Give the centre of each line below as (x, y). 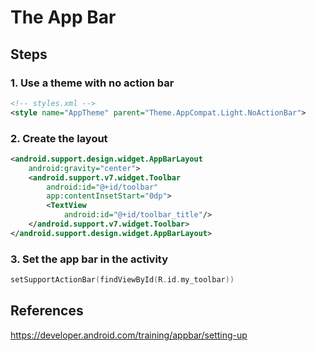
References (47, 311)
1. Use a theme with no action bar (92, 83)
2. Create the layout (59, 138)
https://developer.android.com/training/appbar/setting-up (129, 335)
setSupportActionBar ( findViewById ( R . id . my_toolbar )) (122, 280)
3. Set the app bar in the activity (89, 259)
